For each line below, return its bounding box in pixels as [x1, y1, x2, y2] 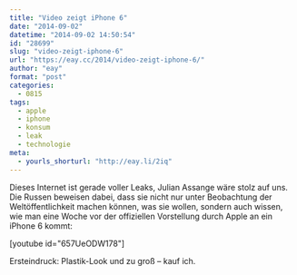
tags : [9, 97, 30, 107]
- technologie [17, 140, 71, 149]
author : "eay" [9, 64, 64, 74]
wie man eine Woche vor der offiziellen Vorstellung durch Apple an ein [9, 211, 272, 221]
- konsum [17, 123, 51, 133]
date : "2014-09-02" [9, 22, 84, 31]
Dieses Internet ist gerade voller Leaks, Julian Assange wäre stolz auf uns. [9, 182, 289, 192]
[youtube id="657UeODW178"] [9, 238, 125, 249]
